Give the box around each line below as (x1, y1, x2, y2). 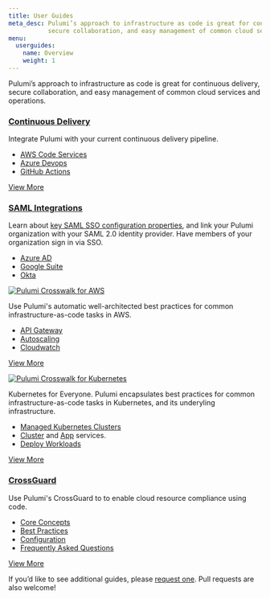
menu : (8, 34, 27, 43)
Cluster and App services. (19, 431, 107, 441)
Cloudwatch (19, 343, 60, 352)
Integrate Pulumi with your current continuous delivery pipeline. (8, 134, 219, 144)
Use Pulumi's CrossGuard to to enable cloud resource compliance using (8, 493, 247, 503)
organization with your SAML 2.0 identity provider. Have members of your (8, 229, 252, 239)
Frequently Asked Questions (19, 543, 114, 552)
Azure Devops (19, 158, 67, 168)
